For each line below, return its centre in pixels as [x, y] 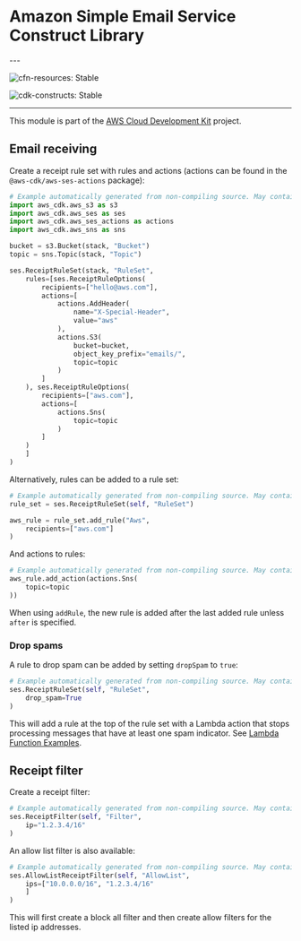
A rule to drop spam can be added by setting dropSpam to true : [124, 665]
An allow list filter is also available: [73, 850]
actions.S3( [79, 337]
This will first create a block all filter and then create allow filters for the [140, 918]
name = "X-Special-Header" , [121, 312]
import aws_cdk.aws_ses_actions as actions [92, 221]
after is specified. [43, 622]
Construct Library [77, 35]
